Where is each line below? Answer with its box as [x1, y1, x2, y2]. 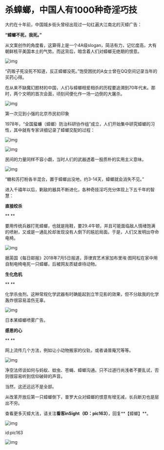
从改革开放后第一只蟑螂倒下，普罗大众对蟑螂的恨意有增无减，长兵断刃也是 [5, 394, 155, 400]
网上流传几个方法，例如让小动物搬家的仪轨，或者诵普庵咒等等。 [5, 347, 133, 353]
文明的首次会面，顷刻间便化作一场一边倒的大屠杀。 [21, 91, 125, 97]
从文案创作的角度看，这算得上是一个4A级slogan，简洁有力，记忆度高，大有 [5, 42, 157, 48]
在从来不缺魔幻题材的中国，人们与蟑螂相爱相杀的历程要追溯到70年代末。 [5, 84, 151, 90]
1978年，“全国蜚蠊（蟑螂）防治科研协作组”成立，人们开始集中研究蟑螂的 [5, 121, 151, 127]
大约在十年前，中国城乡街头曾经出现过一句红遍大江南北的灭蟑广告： [5, 21, 142, 27]
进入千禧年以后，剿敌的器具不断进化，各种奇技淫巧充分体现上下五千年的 [5, 186, 150, 192]
